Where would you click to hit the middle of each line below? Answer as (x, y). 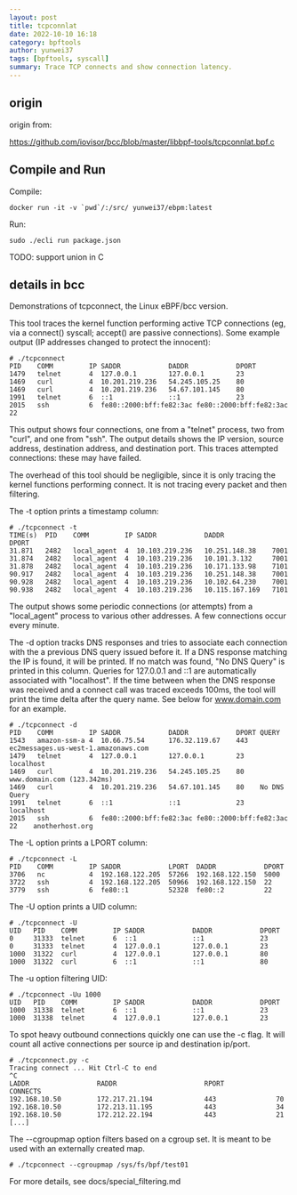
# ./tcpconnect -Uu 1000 (55, 995)
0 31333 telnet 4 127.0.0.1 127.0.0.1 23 (139, 947)
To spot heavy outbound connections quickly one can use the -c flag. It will (147, 1035)
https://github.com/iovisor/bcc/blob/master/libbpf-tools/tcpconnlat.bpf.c (142, 141)
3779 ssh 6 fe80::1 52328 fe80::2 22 (141, 891)
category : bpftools (45, 42)
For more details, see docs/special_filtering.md (95, 1182)
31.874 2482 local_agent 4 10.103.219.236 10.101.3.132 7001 (149, 559)
